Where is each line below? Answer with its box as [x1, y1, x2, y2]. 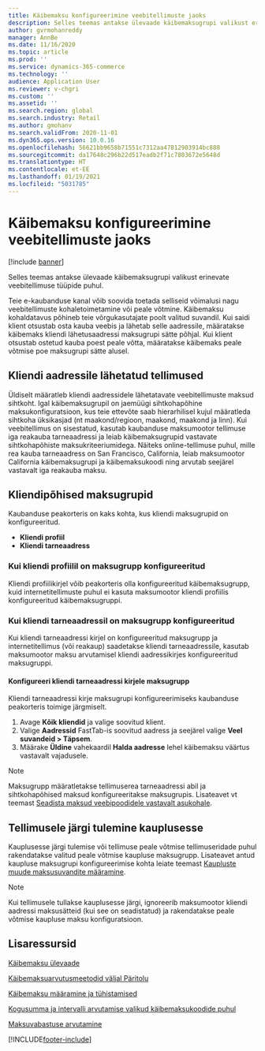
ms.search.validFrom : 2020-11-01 [8, 129, 118, 136]
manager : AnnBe [8, 33, 58, 42]
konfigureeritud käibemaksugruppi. [8, 595, 122, 605]
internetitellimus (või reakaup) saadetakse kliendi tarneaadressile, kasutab [8, 641, 250, 650]
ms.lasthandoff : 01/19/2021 [8, 173, 101, 181]
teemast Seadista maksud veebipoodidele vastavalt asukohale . [8, 798, 213, 808]
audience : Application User [8, 77, 101, 85]
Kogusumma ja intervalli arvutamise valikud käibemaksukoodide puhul [8, 1004, 237, 1013]
